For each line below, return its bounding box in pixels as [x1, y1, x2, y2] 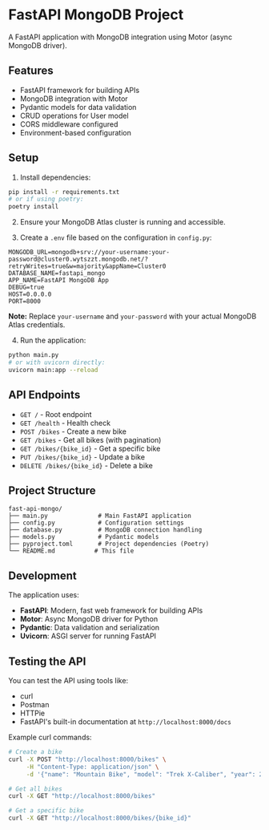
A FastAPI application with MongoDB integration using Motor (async [8, 32, 233, 42]
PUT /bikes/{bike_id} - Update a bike [19, 451, 146, 462]
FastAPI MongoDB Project [8, 6, 184, 24]
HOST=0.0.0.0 [8, 290, 52, 298]
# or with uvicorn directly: [8, 358, 106, 366]
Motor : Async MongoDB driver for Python [19, 614, 159, 624]
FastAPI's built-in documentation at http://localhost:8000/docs [19, 717, 232, 727]
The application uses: [8, 590, 80, 600]
